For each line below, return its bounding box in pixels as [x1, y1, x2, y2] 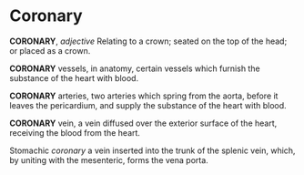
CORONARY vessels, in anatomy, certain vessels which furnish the [9, 63, 261, 74]
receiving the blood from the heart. [9, 127, 141, 138]
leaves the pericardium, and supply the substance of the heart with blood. [9, 99, 287, 110]
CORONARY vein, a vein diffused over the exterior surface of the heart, [9, 118, 278, 129]
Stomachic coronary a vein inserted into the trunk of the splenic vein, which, [9, 145, 296, 156]
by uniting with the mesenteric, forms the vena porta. [9, 154, 209, 165]
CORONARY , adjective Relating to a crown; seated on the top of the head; [9, 36, 288, 46]
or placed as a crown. [9, 45, 91, 56]
